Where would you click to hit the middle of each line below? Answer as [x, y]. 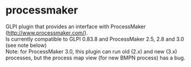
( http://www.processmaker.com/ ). [47, 32]
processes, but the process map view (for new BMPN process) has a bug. [96, 58]
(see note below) [26, 45]
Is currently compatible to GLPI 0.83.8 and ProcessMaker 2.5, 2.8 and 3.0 [95, 39]
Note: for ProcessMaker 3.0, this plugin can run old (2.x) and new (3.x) [91, 51]
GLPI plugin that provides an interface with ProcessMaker [76, 26]
